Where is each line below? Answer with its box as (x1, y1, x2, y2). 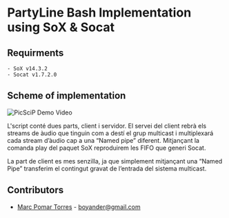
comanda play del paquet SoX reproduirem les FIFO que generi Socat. (7, 143, 206, 152)
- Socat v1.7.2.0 (7, 71, 57, 78)
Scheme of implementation (7, 90, 126, 101)
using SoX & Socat (7, 19, 115, 35)
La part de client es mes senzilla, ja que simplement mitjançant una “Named (7, 157, 223, 165)
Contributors (7, 184, 64, 196)
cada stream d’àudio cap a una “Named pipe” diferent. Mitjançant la (7, 136, 200, 144)
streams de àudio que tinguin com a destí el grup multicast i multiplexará (7, 129, 214, 137)
